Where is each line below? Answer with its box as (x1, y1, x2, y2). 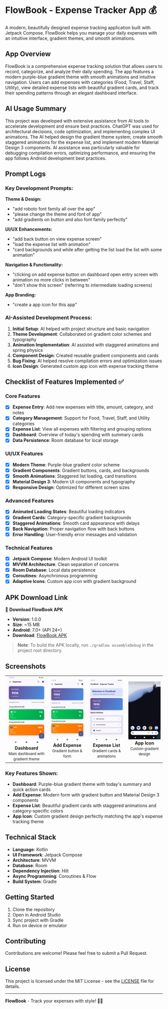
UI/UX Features (5, 450, 43, 457)
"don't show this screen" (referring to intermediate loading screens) (12, 282, 152, 288)
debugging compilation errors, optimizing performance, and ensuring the (5, 150, 156, 156)
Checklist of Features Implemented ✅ (5, 377, 124, 386)
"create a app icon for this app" (12, 301, 77, 308)
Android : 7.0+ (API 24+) (12, 627, 62, 633)
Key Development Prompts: (5, 184, 73, 191)
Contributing (5, 937, 46, 946)
